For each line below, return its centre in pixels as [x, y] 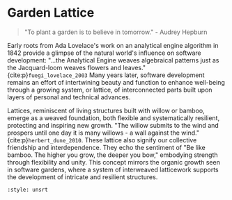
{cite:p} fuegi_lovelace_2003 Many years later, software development [106, 75]
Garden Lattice [51, 13]
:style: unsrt [28, 190]
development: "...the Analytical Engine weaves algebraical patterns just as [113, 60]
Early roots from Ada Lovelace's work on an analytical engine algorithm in [113, 45]
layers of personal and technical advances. [69, 97]
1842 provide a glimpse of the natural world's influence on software [104, 53]
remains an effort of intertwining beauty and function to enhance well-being [116, 82]
